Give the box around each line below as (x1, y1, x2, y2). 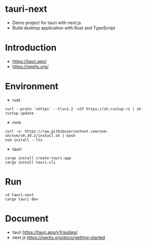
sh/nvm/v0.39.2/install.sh (5, 133, 60, 138)
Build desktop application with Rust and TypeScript (12, 25, 116, 30)
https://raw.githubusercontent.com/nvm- (24, 129, 109, 134)
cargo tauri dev (5, 196, 38, 202)
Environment (5, 81, 59, 92)
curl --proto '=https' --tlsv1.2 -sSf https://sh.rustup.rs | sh (5, 107, 141, 111)
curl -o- (5, 129, 23, 134)
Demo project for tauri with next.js (12, 20, 81, 26)
